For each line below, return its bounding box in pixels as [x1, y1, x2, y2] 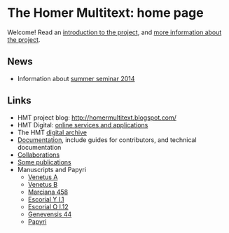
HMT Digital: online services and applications [17, 120, 148, 129]
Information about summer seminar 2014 [17, 74, 135, 83]
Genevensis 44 [27, 210, 72, 218]
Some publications [17, 157, 71, 166]
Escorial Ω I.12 [27, 202, 69, 211]
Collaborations [17, 150, 60, 159]
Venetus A [27, 173, 58, 181]
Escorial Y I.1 [27, 195, 64, 204]
